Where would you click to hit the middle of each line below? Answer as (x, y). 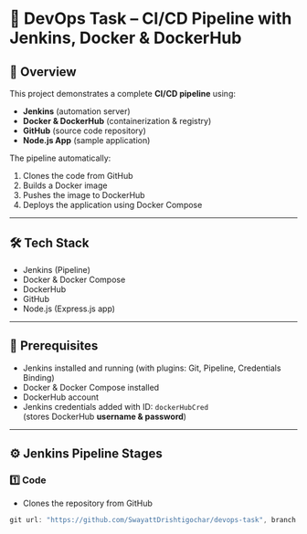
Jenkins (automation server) (76, 111)
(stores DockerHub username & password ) (105, 416)
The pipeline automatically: (60, 158)
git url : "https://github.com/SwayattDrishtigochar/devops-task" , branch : (155, 520)
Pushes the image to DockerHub (84, 195)
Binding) (38, 377)
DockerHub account (60, 397)
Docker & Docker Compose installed (91, 387)
